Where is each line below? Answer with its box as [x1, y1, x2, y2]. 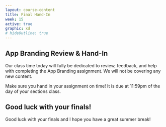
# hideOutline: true [5, 31, 49, 36]
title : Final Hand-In [5, 12, 51, 17]
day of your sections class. [5, 88, 61, 94]
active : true [5, 21, 33, 27]
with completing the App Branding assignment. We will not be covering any [5, 68, 161, 74]
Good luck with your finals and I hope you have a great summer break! [5, 116, 151, 122]
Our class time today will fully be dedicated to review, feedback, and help [5, 62, 157, 68]
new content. [5, 73, 33, 79]
